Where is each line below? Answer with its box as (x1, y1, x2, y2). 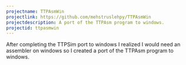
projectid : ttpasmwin (6, 25, 59, 31)
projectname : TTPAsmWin (6, 8, 65, 15)
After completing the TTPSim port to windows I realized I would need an (6, 41, 181, 48)
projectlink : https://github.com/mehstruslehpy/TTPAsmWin (6, 14, 151, 20)
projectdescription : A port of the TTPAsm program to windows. (6, 19, 165, 25)
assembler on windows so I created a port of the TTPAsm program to (6, 47, 174, 54)
